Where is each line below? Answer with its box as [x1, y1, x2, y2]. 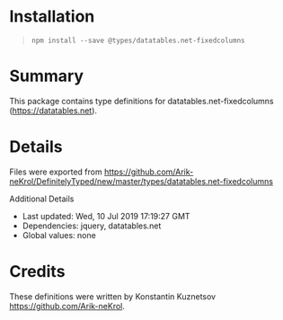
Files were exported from [9, 166, 102, 177]
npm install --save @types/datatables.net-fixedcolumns [31, 36, 245, 45]
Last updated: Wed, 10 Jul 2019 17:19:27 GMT [22, 210, 190, 221]
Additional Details [9, 193, 75, 204]
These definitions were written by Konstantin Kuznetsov [9, 290, 217, 302]
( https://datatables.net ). [9, 105, 97, 116]
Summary [9, 66, 84, 86]
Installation [9, 6, 95, 27]
